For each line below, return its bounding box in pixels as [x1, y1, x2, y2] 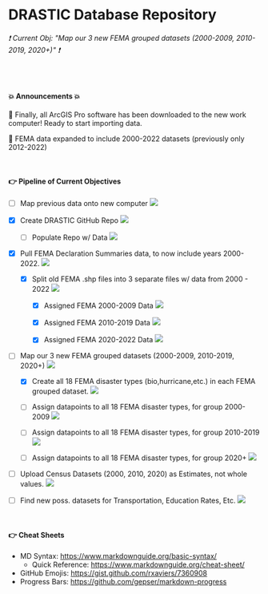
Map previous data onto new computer [19, 198, 148, 208]
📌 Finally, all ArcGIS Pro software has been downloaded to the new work [8, 110, 246, 119]
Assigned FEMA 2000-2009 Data [43, 301, 154, 310]
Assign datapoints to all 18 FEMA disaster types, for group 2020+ [31, 453, 247, 463]
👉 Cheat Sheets [8, 531, 65, 540]
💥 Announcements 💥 [8, 91, 81, 101]
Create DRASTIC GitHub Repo [19, 215, 118, 225]
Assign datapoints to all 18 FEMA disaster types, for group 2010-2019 [31, 427, 260, 438]
